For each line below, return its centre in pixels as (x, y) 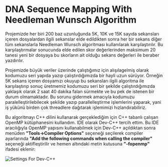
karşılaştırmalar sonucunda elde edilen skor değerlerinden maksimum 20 (80, 50)
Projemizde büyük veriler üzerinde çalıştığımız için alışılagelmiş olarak (77, 70)
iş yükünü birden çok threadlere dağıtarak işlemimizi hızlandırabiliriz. (76, 107)
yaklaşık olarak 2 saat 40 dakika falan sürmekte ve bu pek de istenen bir (80, 91)
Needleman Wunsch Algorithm (71, 20)
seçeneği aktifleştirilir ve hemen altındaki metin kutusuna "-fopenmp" (77, 143)
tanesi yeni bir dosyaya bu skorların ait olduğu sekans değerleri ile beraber (82, 55)
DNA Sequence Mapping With (69, 9)
